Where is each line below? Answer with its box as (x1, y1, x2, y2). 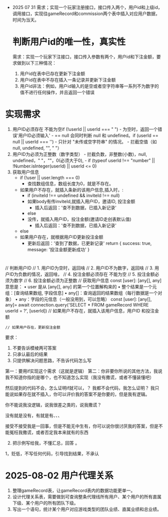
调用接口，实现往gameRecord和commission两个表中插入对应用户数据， (12, 10, 160, 16)
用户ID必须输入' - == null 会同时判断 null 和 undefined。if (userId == (18, 132, 158, 138)
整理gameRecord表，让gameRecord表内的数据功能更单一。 (12, 487, 135, 493)
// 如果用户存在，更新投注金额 (5, 325, 61, 330)
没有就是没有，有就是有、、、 (5, 412, 62, 418)
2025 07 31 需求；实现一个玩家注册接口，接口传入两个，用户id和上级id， (12, 4, 162, 10)
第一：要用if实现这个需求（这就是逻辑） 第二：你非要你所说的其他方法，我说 (5, 368, 162, 374)
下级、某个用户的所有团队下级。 (12, 500, 78, 506)
